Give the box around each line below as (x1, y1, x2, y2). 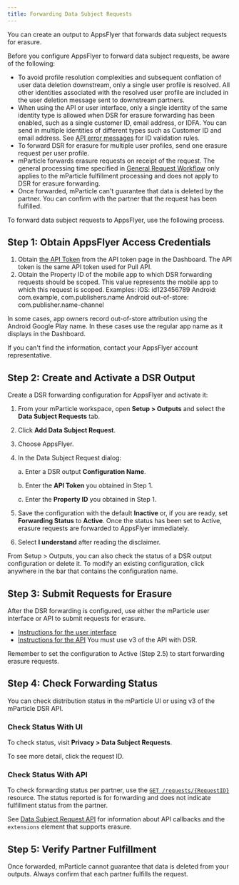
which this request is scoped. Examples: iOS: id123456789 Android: (17, 285, 218, 294)
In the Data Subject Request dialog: (17, 454, 122, 462)
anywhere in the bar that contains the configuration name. (7, 567, 178, 575)
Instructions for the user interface (17, 628, 117, 637)
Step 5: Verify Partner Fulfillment (7, 843, 157, 855)
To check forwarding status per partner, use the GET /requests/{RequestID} (7, 786, 230, 794)
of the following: (7, 59, 56, 68)
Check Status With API (7, 770, 88, 780)
